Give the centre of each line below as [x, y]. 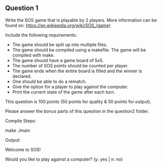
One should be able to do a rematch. [49, 81]
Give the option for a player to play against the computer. [70, 87]
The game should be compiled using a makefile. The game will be [79, 50]
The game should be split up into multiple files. [60, 45]
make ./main [18, 130]
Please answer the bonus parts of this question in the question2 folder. [77, 111]
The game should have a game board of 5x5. [58, 60]
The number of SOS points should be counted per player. [70, 65]
